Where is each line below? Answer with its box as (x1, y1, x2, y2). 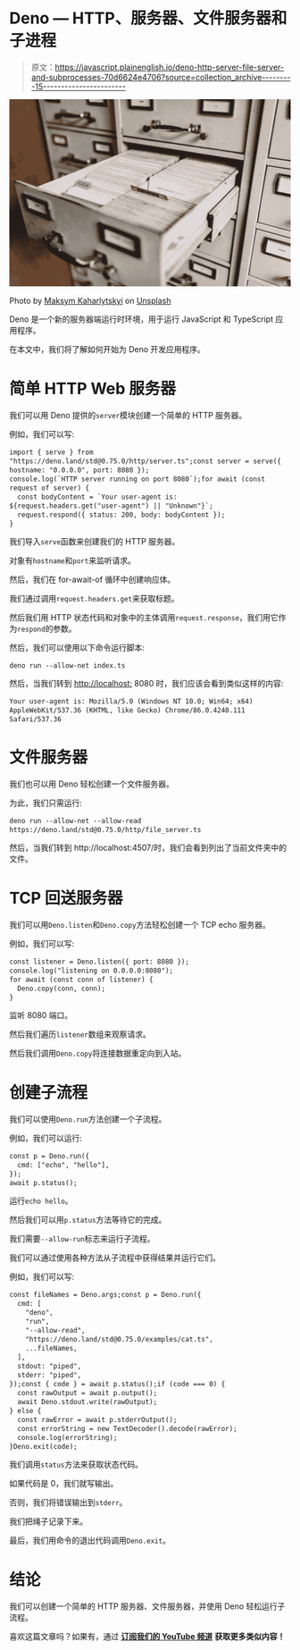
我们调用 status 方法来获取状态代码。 (9, 1459, 143, 1469)
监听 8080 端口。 (9, 1009, 73, 1020)
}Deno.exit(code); (9, 1442, 78, 1451)
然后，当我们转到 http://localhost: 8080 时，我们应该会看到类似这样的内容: (9, 678, 284, 689)
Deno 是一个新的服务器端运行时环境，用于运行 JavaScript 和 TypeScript (9, 314, 274, 324)
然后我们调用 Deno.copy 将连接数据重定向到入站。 (9, 1048, 187, 1058)
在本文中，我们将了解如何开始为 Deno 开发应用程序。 (9, 344, 205, 355)
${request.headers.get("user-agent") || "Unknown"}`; (9, 501, 214, 510)
